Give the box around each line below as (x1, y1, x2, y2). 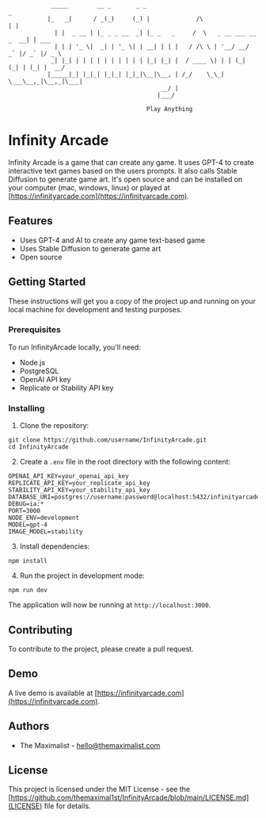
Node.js (19, 357, 46, 367)
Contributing (8, 623, 73, 636)
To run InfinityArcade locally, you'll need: (8, 342, 141, 352)
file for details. (44, 801, 91, 811)
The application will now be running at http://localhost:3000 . (8, 600, 211, 610)
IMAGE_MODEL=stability (8, 528, 83, 536)
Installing (8, 403, 45, 414)
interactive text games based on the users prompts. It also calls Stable (8, 166, 237, 175)
